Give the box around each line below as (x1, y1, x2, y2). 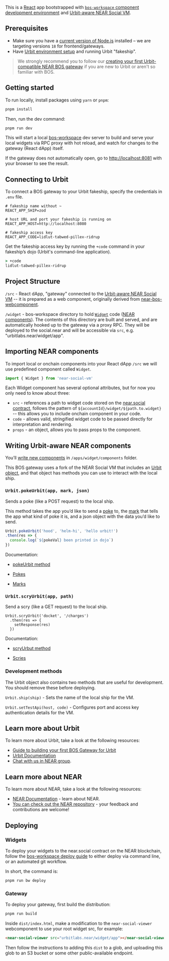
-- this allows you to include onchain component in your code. (12, 411, 142, 417)
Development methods (5, 668, 62, 675)
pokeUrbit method (12, 561, 50, 567)
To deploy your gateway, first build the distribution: (5, 901, 111, 907)
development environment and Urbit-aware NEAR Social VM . (5, 10, 131, 16)
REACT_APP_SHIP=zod (5, 208, 46, 213)
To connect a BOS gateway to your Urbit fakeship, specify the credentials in (5, 189, 162, 195)
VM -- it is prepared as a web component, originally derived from (5, 296, 140, 302)
